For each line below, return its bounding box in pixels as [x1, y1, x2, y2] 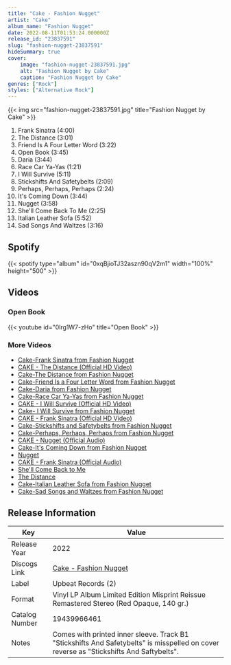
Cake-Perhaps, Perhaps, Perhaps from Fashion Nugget [17, 428, 174, 437]
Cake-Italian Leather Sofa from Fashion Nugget [17, 479, 151, 488]
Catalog [11, 609, 37, 619]
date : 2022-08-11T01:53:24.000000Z [8, 29, 110, 36]
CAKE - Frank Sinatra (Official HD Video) [17, 414, 132, 422]
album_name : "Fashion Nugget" [8, 23, 95, 30]
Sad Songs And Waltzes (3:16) [17, 221, 104, 230]
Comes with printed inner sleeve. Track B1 [52, 629, 189, 639]
